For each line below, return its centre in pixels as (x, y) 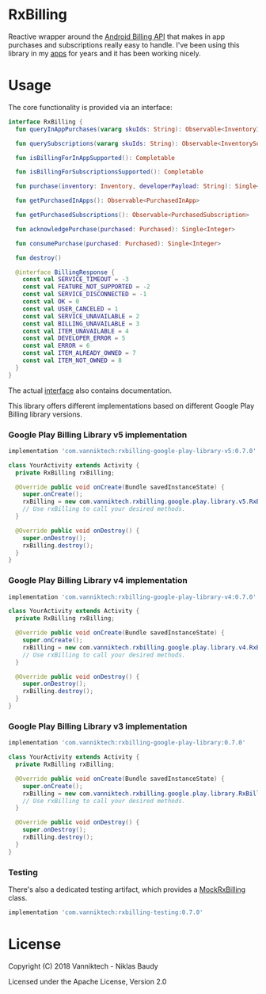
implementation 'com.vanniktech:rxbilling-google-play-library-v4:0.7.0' (133, 597)
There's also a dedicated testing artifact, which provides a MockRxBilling (127, 889)
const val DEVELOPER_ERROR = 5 (74, 338)
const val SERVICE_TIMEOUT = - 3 (76, 280)
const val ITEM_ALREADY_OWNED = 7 (79, 353)
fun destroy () (38, 258)
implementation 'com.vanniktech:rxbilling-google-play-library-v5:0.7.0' (133, 451)
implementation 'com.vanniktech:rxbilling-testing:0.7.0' (106, 912)
